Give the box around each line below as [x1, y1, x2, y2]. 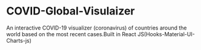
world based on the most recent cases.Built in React [6, 30, 136, 37]
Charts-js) [6, 37, 32, 44]
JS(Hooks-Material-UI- [137, 30, 195, 37]
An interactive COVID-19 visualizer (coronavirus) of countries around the [6, 24, 187, 31]
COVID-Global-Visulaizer [6, 4, 135, 18]
